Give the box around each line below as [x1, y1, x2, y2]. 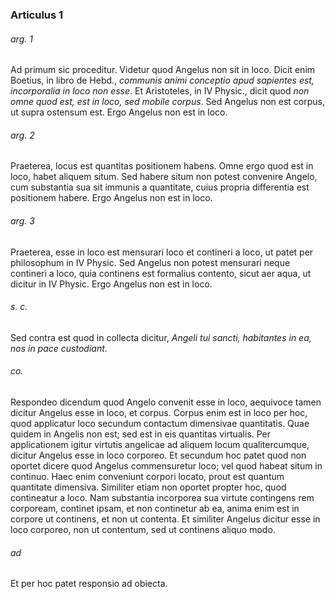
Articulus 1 [10, 8, 64, 22]
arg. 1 [10, 33, 33, 45]
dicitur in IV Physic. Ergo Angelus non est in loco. [10, 278, 213, 290]
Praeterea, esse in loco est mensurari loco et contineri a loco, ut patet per [10, 246, 314, 258]
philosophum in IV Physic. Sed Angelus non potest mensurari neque [10, 256, 291, 268]
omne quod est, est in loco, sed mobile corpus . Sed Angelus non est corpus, [10, 96, 326, 108]
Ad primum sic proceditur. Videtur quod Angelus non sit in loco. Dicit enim [10, 64, 316, 76]
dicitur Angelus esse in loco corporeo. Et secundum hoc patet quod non [10, 449, 307, 461]
